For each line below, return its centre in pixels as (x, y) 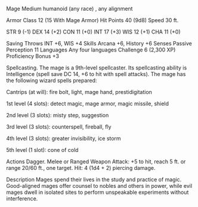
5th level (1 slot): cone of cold (42, 150)
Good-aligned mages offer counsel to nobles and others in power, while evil (99, 186)
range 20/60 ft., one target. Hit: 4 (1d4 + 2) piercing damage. (81, 168)
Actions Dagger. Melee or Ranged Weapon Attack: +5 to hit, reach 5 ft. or (96, 162)
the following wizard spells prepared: (52, 80)
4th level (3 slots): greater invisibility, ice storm (64, 138)
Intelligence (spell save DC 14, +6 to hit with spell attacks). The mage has (96, 74)
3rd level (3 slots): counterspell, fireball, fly (59, 127)
